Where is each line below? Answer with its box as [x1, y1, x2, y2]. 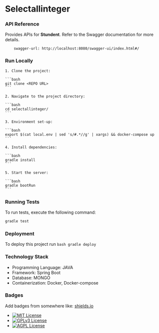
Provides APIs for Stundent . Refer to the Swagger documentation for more [5, 32, 154, 37]
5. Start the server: [5, 170, 49, 175]
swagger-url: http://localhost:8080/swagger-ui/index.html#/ [14, 46, 139, 51]
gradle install [5, 158, 36, 162]
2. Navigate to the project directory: [5, 94, 86, 99]
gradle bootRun [5, 183, 36, 188]
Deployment [5, 230, 35, 237]
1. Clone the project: [5, 68, 51, 73]
